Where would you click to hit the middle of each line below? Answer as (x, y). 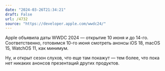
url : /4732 (16, 19)
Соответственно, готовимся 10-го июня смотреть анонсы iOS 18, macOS (83, 43)
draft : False (19, 14)
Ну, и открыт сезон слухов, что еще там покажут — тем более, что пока (82, 58)
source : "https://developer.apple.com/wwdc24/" (56, 24)
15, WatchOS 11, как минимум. (37, 48)
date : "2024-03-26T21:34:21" (35, 10)
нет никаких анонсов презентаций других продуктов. (62, 63)
